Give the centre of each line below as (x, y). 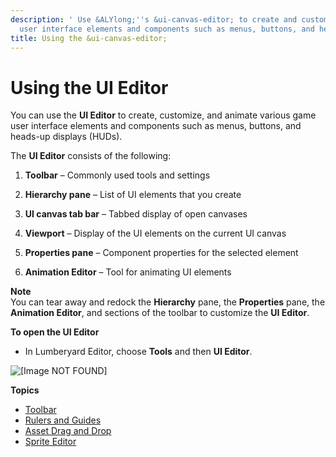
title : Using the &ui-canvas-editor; (89, 38)
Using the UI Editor (89, 87)
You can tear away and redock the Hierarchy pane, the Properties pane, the (168, 302)
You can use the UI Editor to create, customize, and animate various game (163, 115)
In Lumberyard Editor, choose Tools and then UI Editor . (138, 352)
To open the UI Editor (55, 332)
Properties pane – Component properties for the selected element (161, 253)
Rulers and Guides (63, 420)
